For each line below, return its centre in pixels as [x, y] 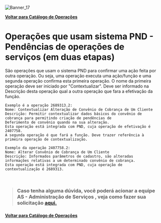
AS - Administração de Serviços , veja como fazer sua [81, 197]
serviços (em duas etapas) [60, 57]
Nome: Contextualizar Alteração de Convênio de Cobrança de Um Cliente [79, 109]
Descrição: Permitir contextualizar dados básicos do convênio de [73, 114]
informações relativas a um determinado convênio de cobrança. [70, 160]
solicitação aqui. [37, 203]
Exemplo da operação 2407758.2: [38, 148]
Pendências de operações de [65, 47]
